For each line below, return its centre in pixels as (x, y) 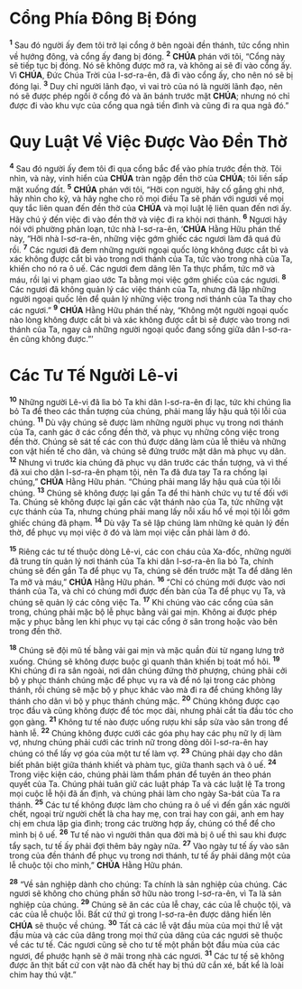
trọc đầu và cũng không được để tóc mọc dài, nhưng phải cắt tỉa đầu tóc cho (151, 710)
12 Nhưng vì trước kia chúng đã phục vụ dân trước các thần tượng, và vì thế (149, 462)
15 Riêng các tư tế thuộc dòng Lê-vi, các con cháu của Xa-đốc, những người (150, 551)
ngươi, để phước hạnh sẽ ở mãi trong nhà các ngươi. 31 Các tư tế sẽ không (147, 955)
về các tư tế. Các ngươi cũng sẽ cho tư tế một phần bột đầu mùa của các (145, 944)
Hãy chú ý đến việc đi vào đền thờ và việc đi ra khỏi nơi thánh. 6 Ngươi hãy (148, 218)
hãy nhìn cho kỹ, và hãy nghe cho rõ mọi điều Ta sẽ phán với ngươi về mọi (146, 199)
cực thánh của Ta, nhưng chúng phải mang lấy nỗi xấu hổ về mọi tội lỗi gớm (150, 512)
